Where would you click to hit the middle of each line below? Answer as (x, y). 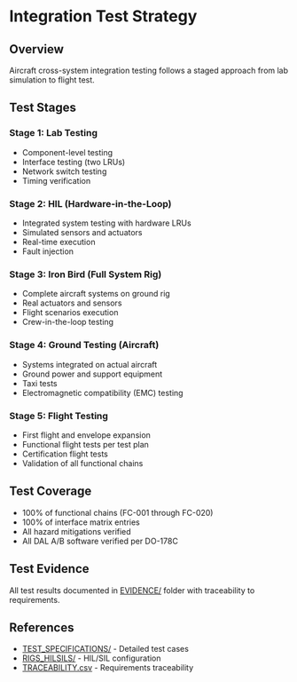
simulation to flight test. (52, 80)
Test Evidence (50, 569)
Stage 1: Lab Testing (54, 133)
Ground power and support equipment (92, 374)
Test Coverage (51, 492)
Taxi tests (39, 383)
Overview (37, 49)
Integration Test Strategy (103, 16)
